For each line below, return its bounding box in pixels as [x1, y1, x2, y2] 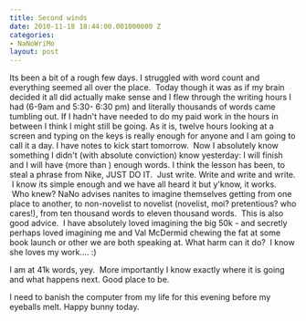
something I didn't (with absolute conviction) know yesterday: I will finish [9, 150, 283, 160]
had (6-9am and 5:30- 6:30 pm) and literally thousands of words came [9, 101, 276, 112]
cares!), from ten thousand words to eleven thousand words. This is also [9, 208, 284, 219]
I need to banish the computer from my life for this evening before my [9, 292, 271, 303]
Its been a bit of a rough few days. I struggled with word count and [9, 72, 260, 83]
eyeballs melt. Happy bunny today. [9, 302, 140, 313]
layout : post [9, 47, 59, 57]
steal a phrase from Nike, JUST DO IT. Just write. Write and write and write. [9, 170, 296, 181]
